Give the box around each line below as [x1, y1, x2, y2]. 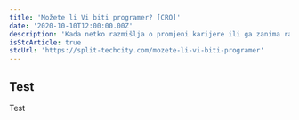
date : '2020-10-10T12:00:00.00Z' [9, 21, 133, 30]
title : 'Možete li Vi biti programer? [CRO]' [9, 12, 181, 22]
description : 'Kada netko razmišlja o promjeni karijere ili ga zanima [9, 29, 280, 38]
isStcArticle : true [9, 37, 82, 47]
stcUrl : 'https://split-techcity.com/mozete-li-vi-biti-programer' [9, 46, 265, 55]
